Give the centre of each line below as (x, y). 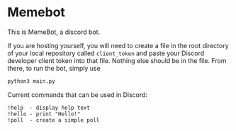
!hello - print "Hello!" (44, 114)
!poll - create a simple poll (54, 120)
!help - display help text (49, 108)
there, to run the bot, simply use (54, 68)
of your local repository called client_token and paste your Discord (106, 53)
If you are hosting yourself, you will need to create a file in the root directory (118, 45)
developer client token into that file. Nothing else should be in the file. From (117, 60)
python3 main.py (31, 81)
